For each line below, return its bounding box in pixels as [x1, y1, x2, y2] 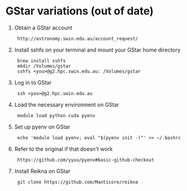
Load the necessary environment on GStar [14, 101, 119, 108]
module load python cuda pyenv [17, 112, 95, 118]
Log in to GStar [14, 79, 52, 86]
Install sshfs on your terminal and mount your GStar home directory [14, 46, 181, 53]
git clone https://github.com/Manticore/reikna [17, 179, 138, 185]
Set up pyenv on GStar [14, 123, 70, 130]
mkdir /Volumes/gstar [17, 63, 71, 69]
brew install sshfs [17, 58, 66, 64]
